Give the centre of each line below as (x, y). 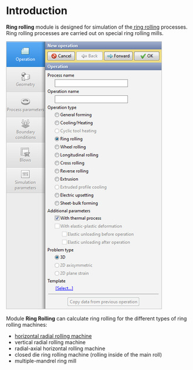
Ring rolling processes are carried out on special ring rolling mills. (85, 33)
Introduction (37, 11)
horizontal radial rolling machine (53, 336)
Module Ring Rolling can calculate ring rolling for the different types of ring (96, 318)
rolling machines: (27, 324)
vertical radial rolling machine (50, 342)
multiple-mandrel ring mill (45, 361)
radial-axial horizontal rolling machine (60, 348)
